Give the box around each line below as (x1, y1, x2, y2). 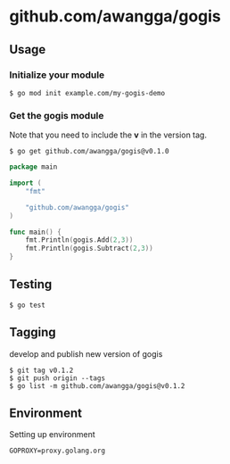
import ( (9, 178, 42, 188)
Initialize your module (9, 69, 105, 81)
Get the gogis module (9, 109, 104, 121)
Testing (9, 277, 53, 292)
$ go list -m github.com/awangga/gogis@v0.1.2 (9, 381, 185, 390)
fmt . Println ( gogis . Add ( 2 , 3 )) (25, 236, 134, 244)
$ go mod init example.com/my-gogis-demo (9, 88, 166, 97)
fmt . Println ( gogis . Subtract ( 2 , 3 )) (25, 244, 153, 253)
